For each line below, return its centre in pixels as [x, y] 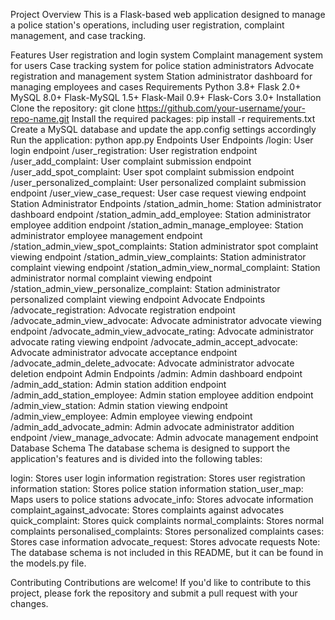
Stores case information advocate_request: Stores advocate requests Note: [165, 542]
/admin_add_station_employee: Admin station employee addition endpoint [162, 395]
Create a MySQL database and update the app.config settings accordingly [163, 129]
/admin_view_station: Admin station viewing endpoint [119, 405]
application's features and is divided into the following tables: [136, 458]
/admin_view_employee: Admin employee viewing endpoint [131, 416]
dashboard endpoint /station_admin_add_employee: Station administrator [161, 214]
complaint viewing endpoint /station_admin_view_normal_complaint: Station [165, 267]
